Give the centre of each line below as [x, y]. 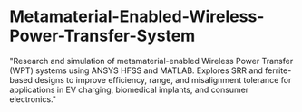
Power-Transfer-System [102, 36]
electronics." [33, 99]
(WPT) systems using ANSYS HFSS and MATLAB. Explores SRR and [136, 70]
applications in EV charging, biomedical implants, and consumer [129, 89]
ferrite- [278, 70]
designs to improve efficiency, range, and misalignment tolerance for [163, 79]
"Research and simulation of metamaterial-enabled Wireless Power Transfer [151, 61]
